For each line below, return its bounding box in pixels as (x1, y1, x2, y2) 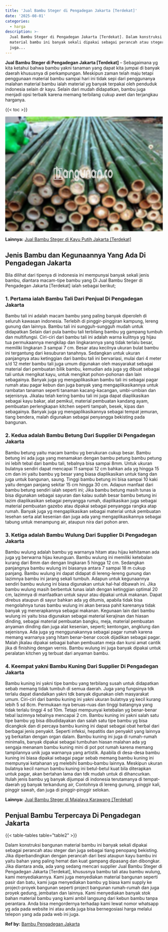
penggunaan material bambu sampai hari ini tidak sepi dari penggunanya (5, 75, 155, 81)
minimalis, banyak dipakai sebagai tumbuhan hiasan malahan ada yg (5, 739, 146, 745)
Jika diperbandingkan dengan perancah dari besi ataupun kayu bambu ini (5, 853, 157, 859)
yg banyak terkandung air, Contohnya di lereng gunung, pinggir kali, (20, 782, 161, 788)
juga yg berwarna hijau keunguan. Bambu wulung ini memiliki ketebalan (5, 554, 152, 560)
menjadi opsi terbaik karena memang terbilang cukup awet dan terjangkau (5, 91, 158, 97)
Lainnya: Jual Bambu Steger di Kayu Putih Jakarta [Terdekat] (5, 236, 131, 243)
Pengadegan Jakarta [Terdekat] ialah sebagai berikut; (5, 283, 116, 289)
